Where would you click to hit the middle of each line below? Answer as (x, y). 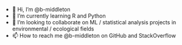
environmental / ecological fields (53, 29)
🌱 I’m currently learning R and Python (59, 16)
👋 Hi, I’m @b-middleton (41, 9)
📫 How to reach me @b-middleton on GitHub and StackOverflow (94, 36)
